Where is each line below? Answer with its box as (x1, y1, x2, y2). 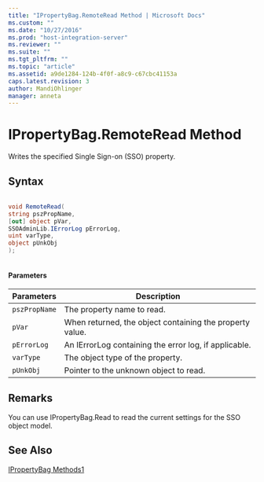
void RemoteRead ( (8, 202, 65, 211)
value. (64, 327, 86, 338)
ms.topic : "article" (8, 63, 76, 71)
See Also (8, 443, 53, 457)
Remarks (8, 392, 53, 405)
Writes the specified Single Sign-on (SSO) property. (8, 152, 175, 161)
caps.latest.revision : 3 (8, 77, 90, 85)
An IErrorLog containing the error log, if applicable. (64, 340, 251, 351)
